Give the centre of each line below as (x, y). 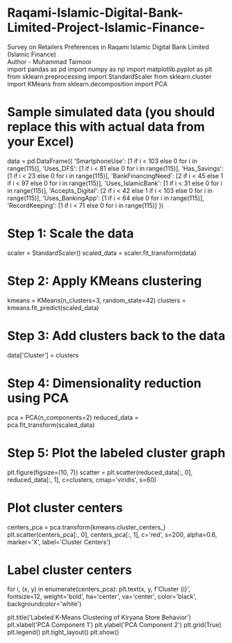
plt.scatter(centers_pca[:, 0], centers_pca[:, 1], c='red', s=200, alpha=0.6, (112, 534)
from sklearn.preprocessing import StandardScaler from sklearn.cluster (109, 76)
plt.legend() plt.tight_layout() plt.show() (63, 633)
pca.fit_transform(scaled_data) (51, 425)
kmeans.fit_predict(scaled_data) (53, 307)
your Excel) (41, 142)
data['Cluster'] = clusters (43, 355)
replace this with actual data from (106, 127)
